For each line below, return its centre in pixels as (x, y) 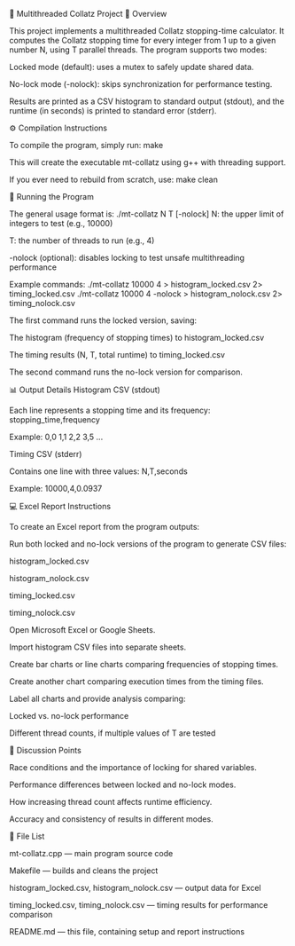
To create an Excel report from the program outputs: (105, 527)
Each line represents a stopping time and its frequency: (110, 410)
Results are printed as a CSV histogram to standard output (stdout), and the (147, 101)
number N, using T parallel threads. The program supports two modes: (138, 50)
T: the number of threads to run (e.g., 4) (82, 240)
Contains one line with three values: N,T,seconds (98, 471)
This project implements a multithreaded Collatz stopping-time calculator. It (147, 31)
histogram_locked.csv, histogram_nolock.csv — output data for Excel (135, 888)
